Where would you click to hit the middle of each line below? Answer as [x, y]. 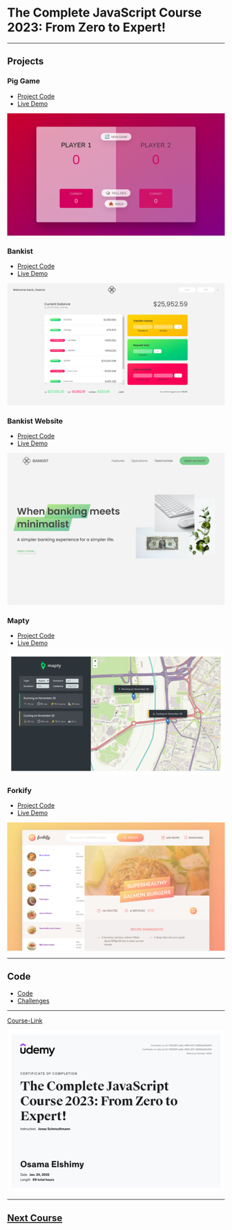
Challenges [33, 1000]
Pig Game [23, 81]
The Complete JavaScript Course [105, 13]
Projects [26, 61]
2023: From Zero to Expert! [86, 27]
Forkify [20, 790]
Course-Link [25, 1021]
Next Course [35, 1218]
